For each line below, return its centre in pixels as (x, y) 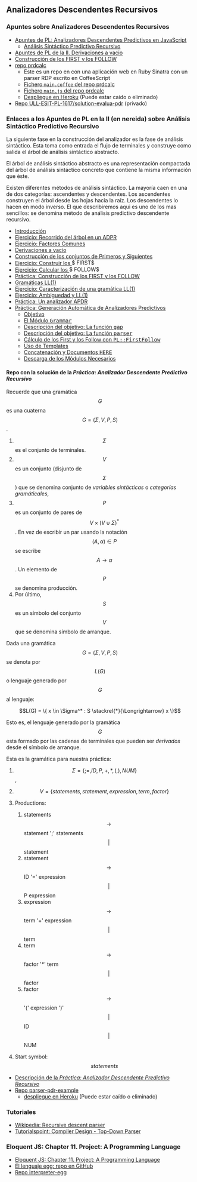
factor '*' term (41, 964)
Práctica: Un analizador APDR (51, 301)
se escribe (28, 550)
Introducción (30, 231)
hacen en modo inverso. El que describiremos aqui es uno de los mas (91, 207)
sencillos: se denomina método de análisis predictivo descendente (88, 213)
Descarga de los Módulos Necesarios (70, 358)
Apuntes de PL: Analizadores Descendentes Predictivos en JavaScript (101, 40)
